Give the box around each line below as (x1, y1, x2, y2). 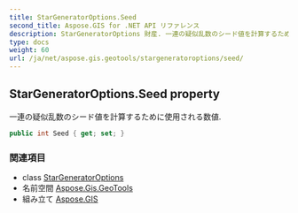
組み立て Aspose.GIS (21, 194, 98, 204)
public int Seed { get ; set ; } (9, 129, 125, 138)
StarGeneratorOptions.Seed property (9, 87, 220, 102)
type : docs (9, 37, 50, 47)
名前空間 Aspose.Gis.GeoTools (21, 182, 133, 193)
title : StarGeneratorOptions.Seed (9, 12, 137, 22)
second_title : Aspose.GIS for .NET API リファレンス (9, 21, 200, 30)
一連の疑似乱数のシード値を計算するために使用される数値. (9, 111, 222, 122)
